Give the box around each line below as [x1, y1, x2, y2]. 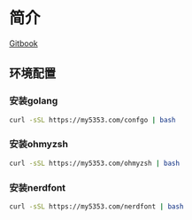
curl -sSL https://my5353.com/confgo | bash [9, 115, 176, 124]
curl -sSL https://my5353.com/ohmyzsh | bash [9, 159, 180, 168]
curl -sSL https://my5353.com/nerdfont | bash [9, 201, 184, 211]
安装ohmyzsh [9, 138, 69, 151]
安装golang [9, 95, 58, 107]
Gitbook [9, 37, 38, 49]
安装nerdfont [9, 181, 66, 193]
